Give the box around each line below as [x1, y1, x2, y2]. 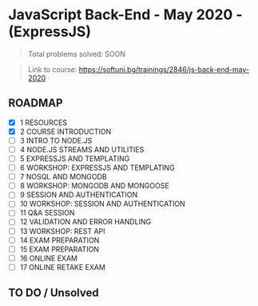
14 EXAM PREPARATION [19, 235, 100, 245]
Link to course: [27, 64, 77, 74]
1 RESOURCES [19, 118, 68, 127]
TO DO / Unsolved [8, 286, 99, 300]
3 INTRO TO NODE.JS [19, 135, 93, 145]
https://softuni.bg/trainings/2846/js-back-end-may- [78, 64, 250, 74]
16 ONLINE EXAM [19, 253, 78, 263]
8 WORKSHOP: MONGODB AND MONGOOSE [19, 181, 169, 191]
